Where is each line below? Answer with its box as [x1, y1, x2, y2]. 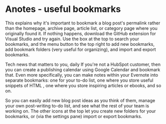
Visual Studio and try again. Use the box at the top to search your [5, 36, 140, 42]
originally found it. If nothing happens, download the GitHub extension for [5, 30, 156, 36]
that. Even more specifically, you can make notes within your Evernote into [5, 72, 159, 78]
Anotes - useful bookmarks [5, 3, 121, 15]
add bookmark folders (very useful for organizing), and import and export [5, 46, 156, 52]
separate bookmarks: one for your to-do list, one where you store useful [5, 77, 154, 83]
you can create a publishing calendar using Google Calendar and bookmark [5, 66, 161, 73]
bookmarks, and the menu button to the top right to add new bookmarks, [5, 41, 155, 47]
